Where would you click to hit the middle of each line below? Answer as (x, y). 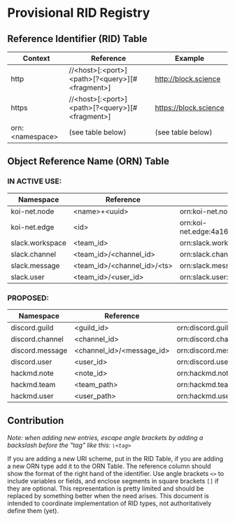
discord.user (31, 362)
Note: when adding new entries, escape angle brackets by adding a (105, 437)
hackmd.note (32, 373)
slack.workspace (38, 243)
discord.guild (32, 327)
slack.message (35, 265)
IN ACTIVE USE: (35, 181)
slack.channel (34, 254)
